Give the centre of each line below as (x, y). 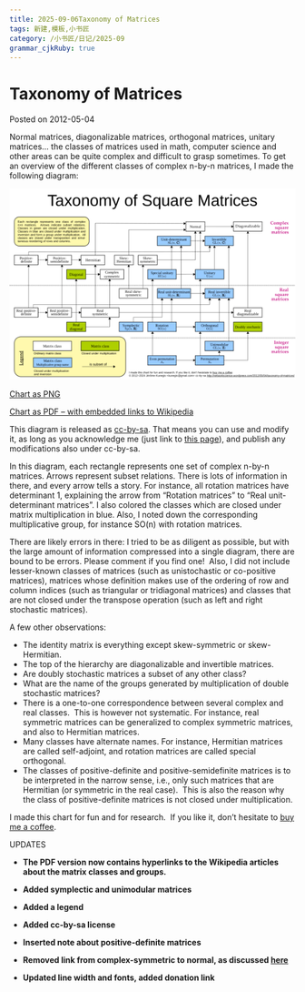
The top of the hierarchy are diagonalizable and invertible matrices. (148, 663)
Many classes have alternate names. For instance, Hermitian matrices (152, 741)
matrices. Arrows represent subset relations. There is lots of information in (148, 476)
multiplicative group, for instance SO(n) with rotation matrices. (126, 524)
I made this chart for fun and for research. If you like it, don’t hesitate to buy (152, 817)
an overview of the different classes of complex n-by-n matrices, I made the (152, 166)
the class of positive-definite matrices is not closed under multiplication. (157, 799)
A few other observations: (58, 627)
